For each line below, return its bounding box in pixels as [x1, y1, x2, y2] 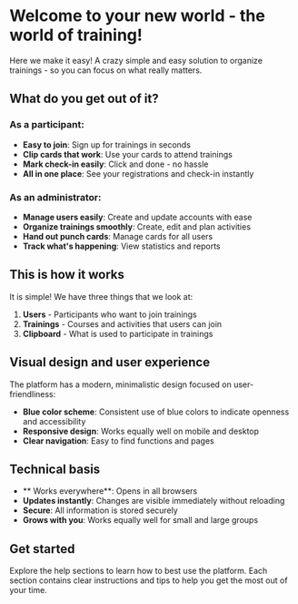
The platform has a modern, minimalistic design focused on [9, 379, 232, 390]
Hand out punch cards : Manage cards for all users [22, 230, 214, 241]
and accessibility [22, 415, 86, 426]
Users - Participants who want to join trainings [22, 309, 197, 320]
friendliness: [9, 388, 56, 399]
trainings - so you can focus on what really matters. [9, 65, 203, 76]
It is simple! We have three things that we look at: [9, 291, 194, 302]
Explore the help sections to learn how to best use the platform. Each [9, 566, 268, 577]
